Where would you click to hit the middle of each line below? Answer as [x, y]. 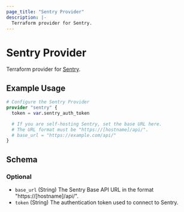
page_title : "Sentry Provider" [45, 12]
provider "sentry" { [32, 108]
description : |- [26, 17]
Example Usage [36, 88]
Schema [22, 159]
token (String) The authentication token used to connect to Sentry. [96, 202]
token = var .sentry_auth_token [51, 113]
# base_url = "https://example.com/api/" [64, 135]
